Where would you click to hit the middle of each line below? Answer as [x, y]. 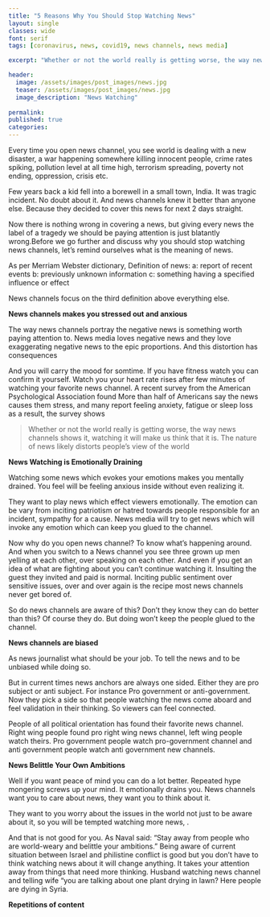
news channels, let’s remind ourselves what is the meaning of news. [121, 250]
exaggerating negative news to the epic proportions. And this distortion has [133, 346]
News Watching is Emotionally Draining [76, 462]
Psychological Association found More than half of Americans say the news [133, 396]
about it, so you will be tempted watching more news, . [99, 822]
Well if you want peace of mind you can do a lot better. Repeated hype [125, 781]
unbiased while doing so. [50, 667]
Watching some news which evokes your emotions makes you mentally [126, 477]
